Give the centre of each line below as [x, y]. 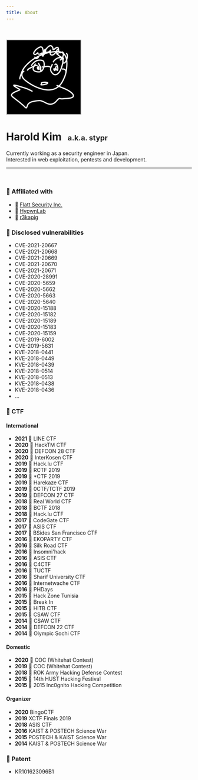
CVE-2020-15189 [36, 321]
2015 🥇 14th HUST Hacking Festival [58, 679]
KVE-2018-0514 [34, 371]
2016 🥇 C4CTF [33, 564]
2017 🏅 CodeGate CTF [42, 520]
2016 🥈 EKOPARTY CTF [43, 539]
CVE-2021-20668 [36, 252]
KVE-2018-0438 [34, 384]
